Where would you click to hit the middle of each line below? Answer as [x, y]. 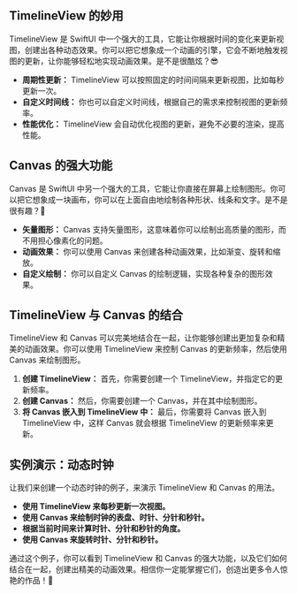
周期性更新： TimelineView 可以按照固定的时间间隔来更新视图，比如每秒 [153, 80]
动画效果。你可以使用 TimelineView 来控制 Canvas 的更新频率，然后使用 [156, 349]
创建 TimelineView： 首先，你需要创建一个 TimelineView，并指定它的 [148, 379]
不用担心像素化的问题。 [65, 240]
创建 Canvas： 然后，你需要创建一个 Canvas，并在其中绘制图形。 [142, 401]
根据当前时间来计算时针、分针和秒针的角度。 [103, 529]
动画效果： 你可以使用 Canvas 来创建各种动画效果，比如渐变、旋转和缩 [151, 251]
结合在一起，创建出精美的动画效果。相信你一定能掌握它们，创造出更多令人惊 [148, 569]
